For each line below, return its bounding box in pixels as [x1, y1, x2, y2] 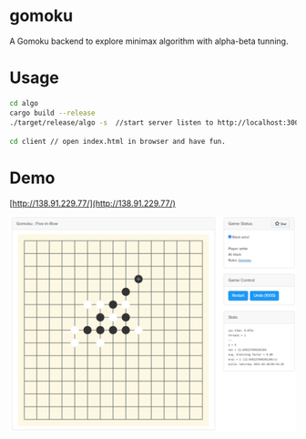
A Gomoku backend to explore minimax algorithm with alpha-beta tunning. [9, 36, 289, 46]
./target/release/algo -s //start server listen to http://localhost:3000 [9, 117, 303, 128]
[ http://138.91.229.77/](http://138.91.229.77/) [9, 198, 176, 209]
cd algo [9, 98, 39, 107]
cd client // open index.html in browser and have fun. [9, 138, 226, 147]
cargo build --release [9, 108, 96, 117]
